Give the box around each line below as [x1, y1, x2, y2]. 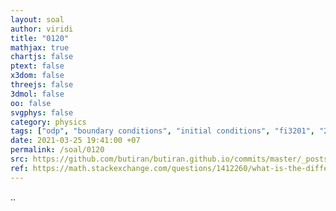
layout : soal [10, 14, 65, 25]
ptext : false [10, 61, 65, 71]
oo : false [10, 98, 52, 108]
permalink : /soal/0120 [10, 145, 105, 155]
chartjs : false [10, 52, 74, 62]
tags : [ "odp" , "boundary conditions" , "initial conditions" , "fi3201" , [10, 126, 315, 136]
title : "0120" [10, 33, 70, 43]
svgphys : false [10, 107, 74, 118]
